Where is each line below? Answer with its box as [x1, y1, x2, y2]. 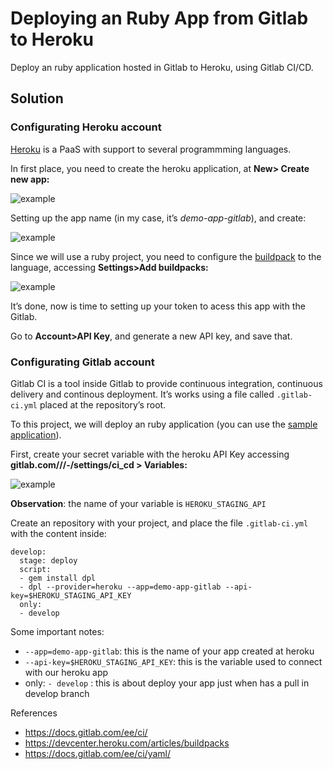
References [10, 707, 58, 719]
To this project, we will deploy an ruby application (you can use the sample [10, 418, 318, 430]
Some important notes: [10, 625, 105, 637]
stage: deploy [19, 555, 78, 566]
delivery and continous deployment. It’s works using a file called [10, 388, 275, 400]
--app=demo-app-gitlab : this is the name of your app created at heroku [24, 645, 315, 657]
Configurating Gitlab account [10, 355, 155, 369]
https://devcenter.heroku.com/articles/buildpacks [24, 737, 230, 749]
